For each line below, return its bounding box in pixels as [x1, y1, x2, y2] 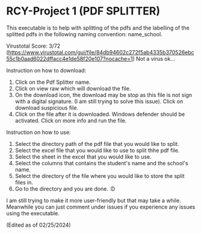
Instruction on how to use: [6, 128, 71, 136]
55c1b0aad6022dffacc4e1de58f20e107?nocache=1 [6, 55, 133, 62]
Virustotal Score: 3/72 [6, 42, 61, 49]
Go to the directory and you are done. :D [14, 185, 116, 192]
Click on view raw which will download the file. [14, 84, 131, 92]
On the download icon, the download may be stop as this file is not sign [14, 91, 193, 98]
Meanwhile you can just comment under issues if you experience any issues [6, 203, 196, 210]
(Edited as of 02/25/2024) [6, 221, 71, 229]
